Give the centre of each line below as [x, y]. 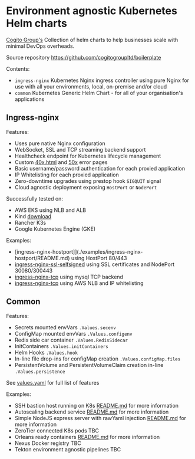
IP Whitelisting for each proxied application [67, 175]
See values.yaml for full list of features [53, 382]
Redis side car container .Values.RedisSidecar [71, 340]
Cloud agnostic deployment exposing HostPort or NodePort [86, 187]
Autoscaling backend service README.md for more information [92, 412]
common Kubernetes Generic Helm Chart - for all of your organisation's [99, 93]
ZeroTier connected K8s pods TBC [57, 430]
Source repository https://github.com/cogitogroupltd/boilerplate [84, 57]
